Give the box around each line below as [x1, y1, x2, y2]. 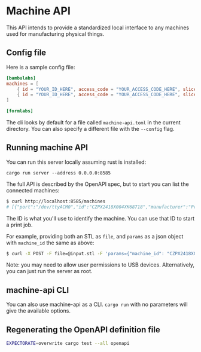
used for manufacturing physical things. [6, 30, 105, 37]
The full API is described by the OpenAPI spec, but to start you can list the [6, 180, 190, 188]
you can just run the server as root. [6, 268, 93, 275]
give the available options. [6, 307, 71, 314]
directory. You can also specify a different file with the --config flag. [6, 126, 175, 132]
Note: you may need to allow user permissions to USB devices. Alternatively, [6, 261, 195, 268]
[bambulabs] [6, 75, 36, 81]
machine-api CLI [6, 285, 69, 295]
